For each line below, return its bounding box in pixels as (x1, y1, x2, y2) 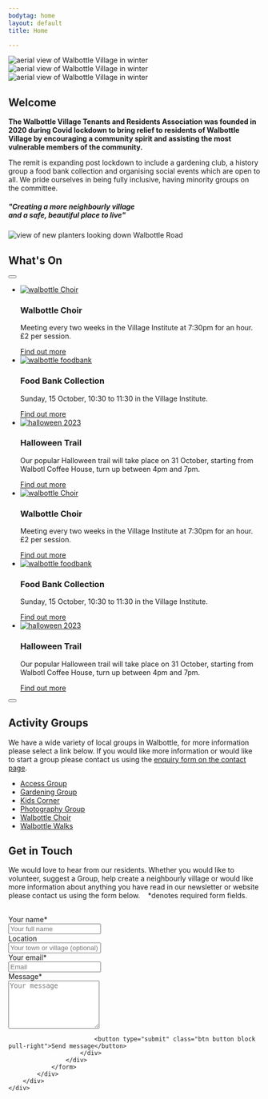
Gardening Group (19, 787, 78, 797)
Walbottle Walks (19, 821, 74, 830)
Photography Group (19, 804, 86, 813)
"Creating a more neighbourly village (8, 202, 135, 211)
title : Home (8, 26, 48, 34)
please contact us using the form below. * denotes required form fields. (8, 891, 248, 901)
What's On (8, 254, 62, 267)
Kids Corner (19, 795, 60, 805)
